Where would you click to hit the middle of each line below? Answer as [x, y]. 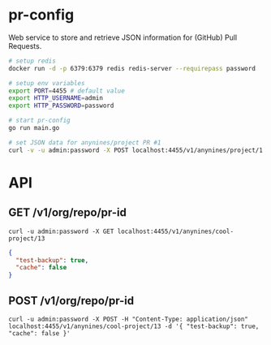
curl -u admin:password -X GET [61, 231]
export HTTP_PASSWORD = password [61, 106]
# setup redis [32, 61]
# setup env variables [47, 83]
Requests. [25, 45]
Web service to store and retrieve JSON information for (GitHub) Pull [123, 37]
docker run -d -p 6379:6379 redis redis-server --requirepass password [132, 68]
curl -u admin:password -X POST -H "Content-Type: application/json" [129, 319]
